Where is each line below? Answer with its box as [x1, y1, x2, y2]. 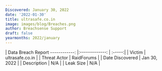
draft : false [5, 31, 33, 36]
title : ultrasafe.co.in [5, 17, 56, 22]
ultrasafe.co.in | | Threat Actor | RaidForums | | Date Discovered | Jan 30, [5, 54, 158, 60]
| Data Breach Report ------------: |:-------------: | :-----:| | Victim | [5, 49, 146, 55]
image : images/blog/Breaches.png [5, 21, 76, 27]
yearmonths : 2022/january [5, 36, 60, 41]
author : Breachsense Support [5, 26, 67, 31]
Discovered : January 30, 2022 [5, 7, 69, 13]
